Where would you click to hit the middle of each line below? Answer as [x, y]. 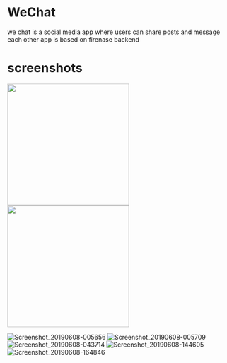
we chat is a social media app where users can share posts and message [114, 32]
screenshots [45, 68]
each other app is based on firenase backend [74, 39]
